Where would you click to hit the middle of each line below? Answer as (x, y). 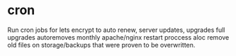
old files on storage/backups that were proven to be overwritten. (101, 45)
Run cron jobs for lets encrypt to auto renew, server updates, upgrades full (116, 30)
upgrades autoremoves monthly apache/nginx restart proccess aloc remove (118, 37)
